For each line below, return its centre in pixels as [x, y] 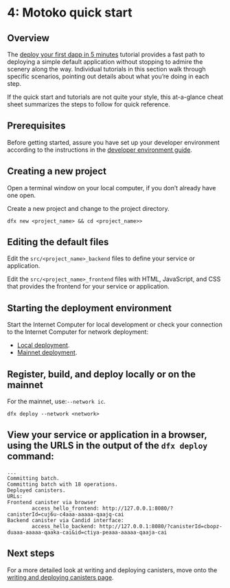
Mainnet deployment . [47, 352]
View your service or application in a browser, [107, 435]
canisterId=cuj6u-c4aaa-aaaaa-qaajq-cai [66, 514]
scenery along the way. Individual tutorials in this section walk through [106, 69]
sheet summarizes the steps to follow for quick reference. [89, 104]
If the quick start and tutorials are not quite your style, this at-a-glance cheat [115, 97]
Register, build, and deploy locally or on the [102, 374]
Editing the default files [58, 242]
